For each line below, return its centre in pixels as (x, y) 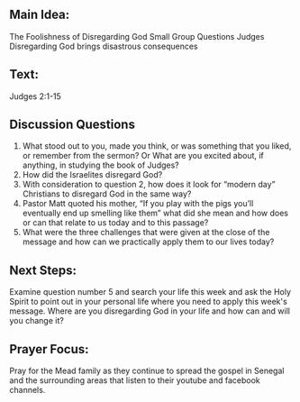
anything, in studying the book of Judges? (101, 165)
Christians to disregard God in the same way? (107, 194)
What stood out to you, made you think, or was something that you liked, (157, 146)
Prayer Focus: (49, 349)
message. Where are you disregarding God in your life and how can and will (150, 311)
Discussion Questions (72, 125)
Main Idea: (40, 15)
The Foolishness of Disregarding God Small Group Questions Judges (137, 36)
